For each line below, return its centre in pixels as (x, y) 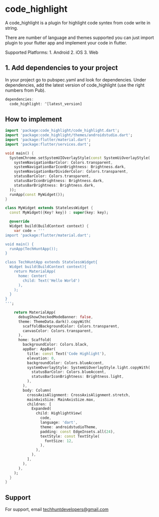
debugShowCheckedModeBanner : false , (55, 317)
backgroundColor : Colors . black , (56, 345)
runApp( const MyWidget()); (37, 194)
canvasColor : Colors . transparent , (58, 331)
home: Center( (33, 276)
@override (19, 222)
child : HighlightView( (59, 413)
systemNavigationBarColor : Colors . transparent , (63, 162)
